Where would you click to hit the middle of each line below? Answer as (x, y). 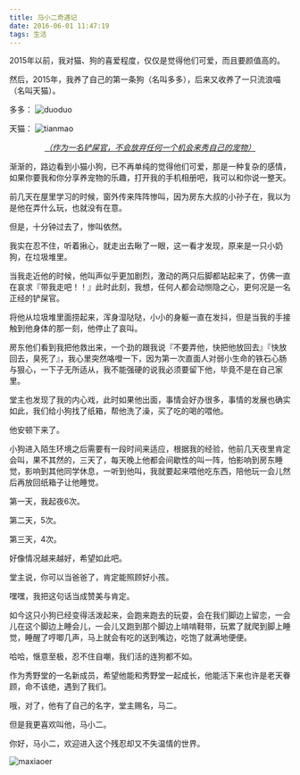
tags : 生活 (28, 34)
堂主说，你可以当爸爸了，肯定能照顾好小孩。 (92, 578)
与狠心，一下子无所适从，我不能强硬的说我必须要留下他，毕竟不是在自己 (142, 370)
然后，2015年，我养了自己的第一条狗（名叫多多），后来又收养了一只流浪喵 (145, 79)
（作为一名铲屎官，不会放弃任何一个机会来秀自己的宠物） (150, 147)
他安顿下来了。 (37, 430)
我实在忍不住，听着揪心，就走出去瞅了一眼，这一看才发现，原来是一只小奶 (146, 246)
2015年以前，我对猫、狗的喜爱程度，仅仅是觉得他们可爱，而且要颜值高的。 (147, 61)
